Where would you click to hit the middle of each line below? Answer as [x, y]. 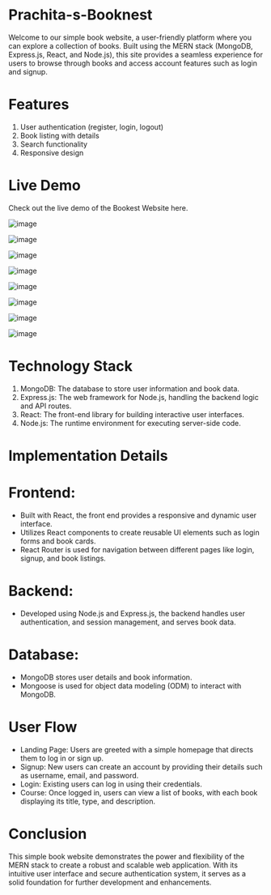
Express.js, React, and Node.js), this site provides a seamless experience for [135, 54]
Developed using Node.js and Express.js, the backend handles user [132, 613]
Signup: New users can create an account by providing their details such [141, 766]
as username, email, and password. [79, 775]
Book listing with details [59, 135]
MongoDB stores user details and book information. [106, 677]
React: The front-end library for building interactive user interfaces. [132, 414]
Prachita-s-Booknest [80, 15]
